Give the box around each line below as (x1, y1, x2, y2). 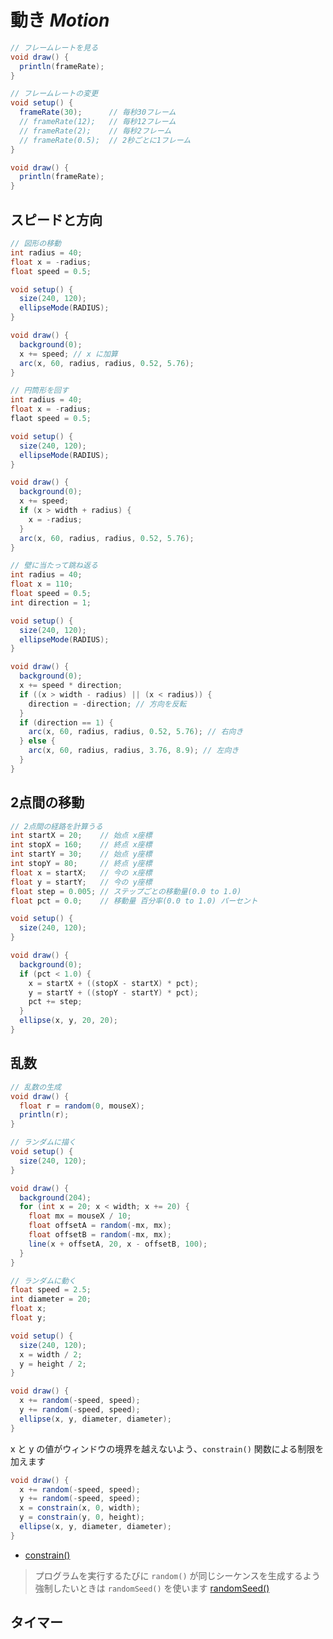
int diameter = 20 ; (10, 1294, 92, 1305)
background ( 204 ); (19, 1192, 92, 1203)
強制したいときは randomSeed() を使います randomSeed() (34, 1582, 270, 1594)
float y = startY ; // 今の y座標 (10, 877, 153, 887)
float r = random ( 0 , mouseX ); (19, 1101, 145, 1111)
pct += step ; (28, 997, 83, 1007)
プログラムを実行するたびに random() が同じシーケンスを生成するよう (34, 1569, 321, 1581)
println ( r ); (19, 1110, 70, 1120)
